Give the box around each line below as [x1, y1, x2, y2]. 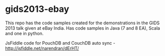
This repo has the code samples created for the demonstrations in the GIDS [5, 20, 160, 26]
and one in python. [5, 30, 44, 36]
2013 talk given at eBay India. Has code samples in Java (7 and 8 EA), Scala [5, 25, 161, 31]
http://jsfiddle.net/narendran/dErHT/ [5, 45, 80, 51]
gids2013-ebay [5, 3, 70, 15]
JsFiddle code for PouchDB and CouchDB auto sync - [5, 40, 115, 46]
